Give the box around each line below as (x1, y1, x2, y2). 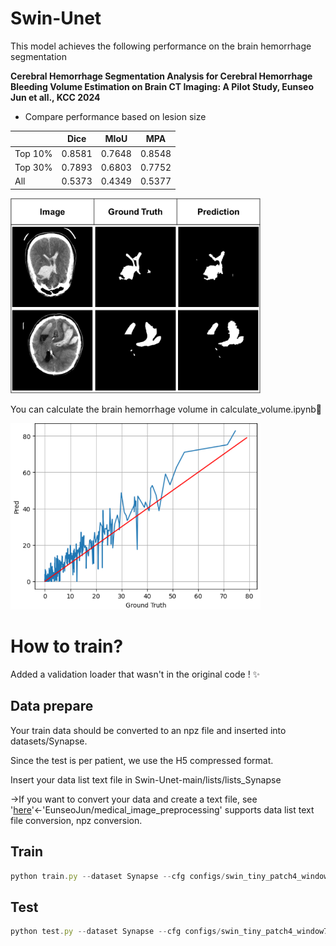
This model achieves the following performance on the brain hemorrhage (10, 40, 312, 52)
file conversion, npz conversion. (10, 814, 143, 826)
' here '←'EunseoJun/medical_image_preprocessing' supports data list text (10, 803, 315, 816)
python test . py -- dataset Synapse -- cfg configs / (10, 927, 222, 937)
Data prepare (10, 698, 94, 715)
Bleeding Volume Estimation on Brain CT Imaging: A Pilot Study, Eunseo (10, 80, 315, 92)
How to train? (10, 635, 124, 658)
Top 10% (14, 147, 53, 159)
